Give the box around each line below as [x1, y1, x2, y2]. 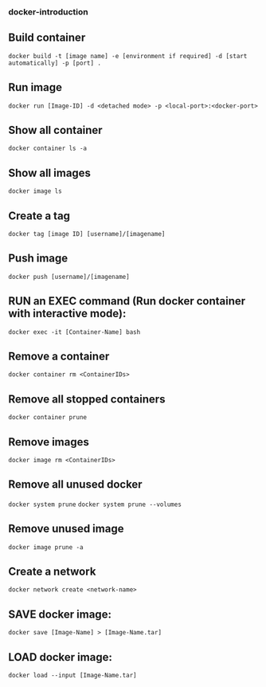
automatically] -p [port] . [8, 59, 102, 67]
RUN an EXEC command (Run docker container [8, 294, 246, 308]
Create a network [8, 565, 96, 579]
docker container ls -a [8, 144, 88, 153]
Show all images [8, 166, 92, 179]
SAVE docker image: [8, 607, 111, 621]
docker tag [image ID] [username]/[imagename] [8, 230, 166, 238]
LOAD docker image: [8, 650, 113, 664]
